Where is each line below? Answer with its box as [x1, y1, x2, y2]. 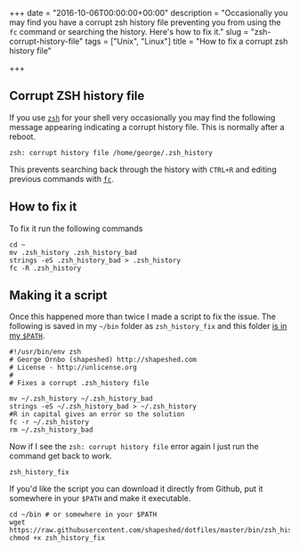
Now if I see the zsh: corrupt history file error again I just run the [9, 441, 260, 452]
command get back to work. [9, 450, 113, 462]
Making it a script [9, 288, 108, 303]
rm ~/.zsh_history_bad [9, 425, 93, 435]
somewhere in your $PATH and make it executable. [9, 493, 191, 504]
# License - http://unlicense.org [9, 363, 138, 373]
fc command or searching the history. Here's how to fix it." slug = [9, 27, 249, 37]
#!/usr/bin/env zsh [9, 348, 82, 357]
